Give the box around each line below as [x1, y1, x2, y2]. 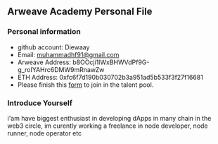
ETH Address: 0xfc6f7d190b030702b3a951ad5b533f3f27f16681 [17, 73, 204, 81]
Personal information [7, 27, 81, 37]
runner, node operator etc [7, 128, 82, 137]
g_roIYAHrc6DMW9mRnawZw [17, 65, 105, 73]
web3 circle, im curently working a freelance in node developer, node [7, 121, 209, 130]
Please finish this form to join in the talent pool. [17, 80, 154, 89]
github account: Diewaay [17, 42, 90, 52]
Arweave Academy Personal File [7, 6, 153, 18]
